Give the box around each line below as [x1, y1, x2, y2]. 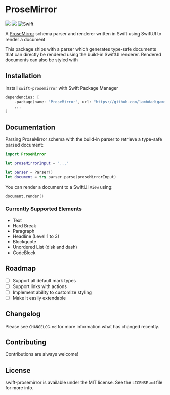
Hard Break [12, 222, 36, 229]
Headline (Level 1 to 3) [12, 233, 60, 239]
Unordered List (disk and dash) [12, 244, 77, 250]
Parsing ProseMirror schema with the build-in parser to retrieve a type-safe [5, 136, 162, 142]
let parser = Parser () [5, 170, 53, 175]
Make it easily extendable [12, 295, 66, 301]
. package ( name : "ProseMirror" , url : [14, 99, 92, 104]
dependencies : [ [5, 95, 39, 100]
